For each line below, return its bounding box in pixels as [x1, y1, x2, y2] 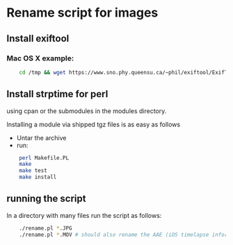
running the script [6, 193, 86, 205]
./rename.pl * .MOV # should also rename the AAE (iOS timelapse [19, 231, 209, 238]
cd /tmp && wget [19, 69, 67, 76]
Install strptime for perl [6, 88, 109, 100]
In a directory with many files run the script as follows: [6, 211, 162, 219]
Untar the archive [16, 133, 67, 142]
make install [19, 174, 57, 181]
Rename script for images [6, 5, 159, 21]
